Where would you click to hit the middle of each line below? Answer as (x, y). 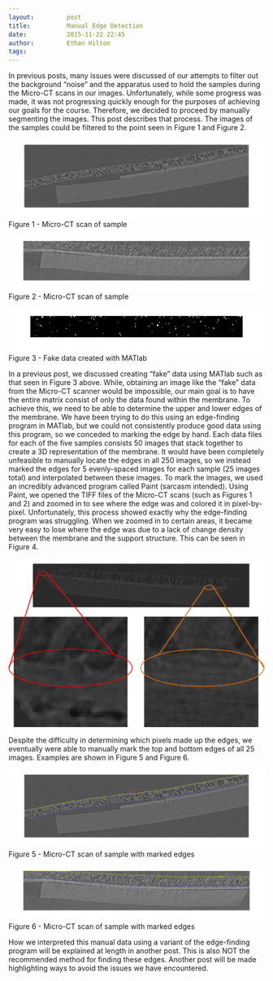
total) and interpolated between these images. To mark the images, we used (136, 477)
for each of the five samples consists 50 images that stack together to (126, 443)
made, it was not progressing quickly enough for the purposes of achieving (134, 102)
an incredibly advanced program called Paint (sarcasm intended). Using (129, 486)
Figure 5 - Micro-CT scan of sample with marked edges (102, 854)
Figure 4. (24, 546)
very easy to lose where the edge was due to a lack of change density (126, 529)
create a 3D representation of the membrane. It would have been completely (136, 451)
